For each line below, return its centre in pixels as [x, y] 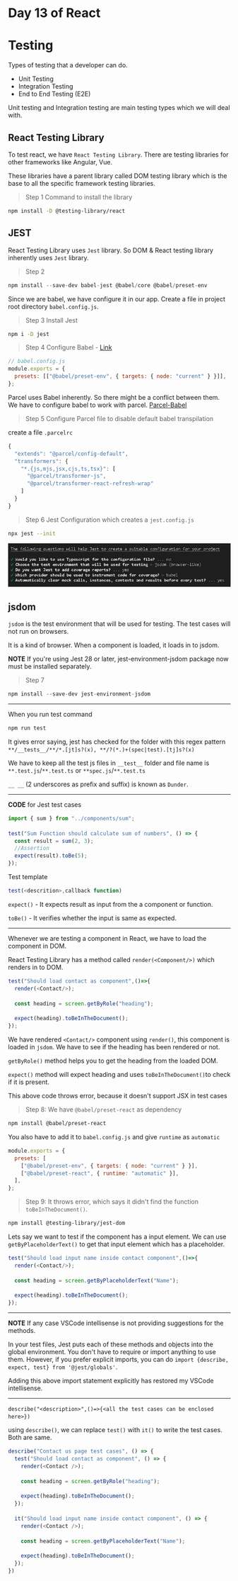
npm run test [27, 728]
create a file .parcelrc [41, 432]
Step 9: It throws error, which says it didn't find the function [112, 1202]
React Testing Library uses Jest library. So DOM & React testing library [111, 250]
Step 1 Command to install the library [79, 197]
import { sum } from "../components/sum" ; [71, 818]
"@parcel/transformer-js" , [66, 476]
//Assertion [32, 849]
